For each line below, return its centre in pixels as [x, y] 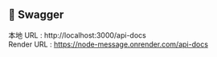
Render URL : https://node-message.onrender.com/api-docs [108, 44]
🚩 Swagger [36, 15]
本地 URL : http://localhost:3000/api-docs [77, 35]
